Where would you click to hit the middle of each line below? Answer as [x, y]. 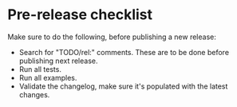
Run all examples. [48, 77]
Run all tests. [40, 69]
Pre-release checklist [80, 15]
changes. [34, 94]
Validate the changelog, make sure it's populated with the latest [123, 86]
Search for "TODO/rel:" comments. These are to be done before [124, 52]
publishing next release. [58, 61]
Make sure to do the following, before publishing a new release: [112, 37]
